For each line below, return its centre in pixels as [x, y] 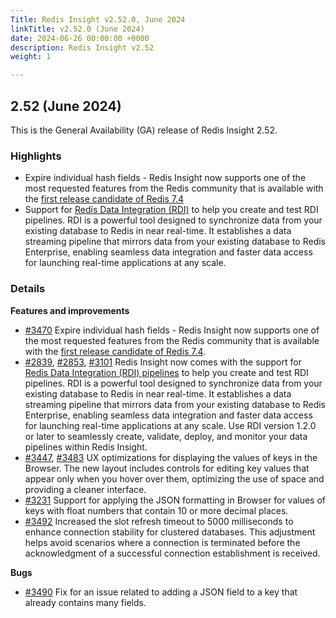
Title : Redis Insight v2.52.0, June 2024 [98, 19]
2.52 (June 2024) [66, 106]
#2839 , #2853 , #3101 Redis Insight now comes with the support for [163, 362]
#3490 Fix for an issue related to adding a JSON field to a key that [161, 592]
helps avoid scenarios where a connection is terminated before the [162, 542]
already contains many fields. [85, 602]
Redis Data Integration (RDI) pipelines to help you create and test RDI [166, 372]
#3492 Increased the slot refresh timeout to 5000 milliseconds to [159, 521]
